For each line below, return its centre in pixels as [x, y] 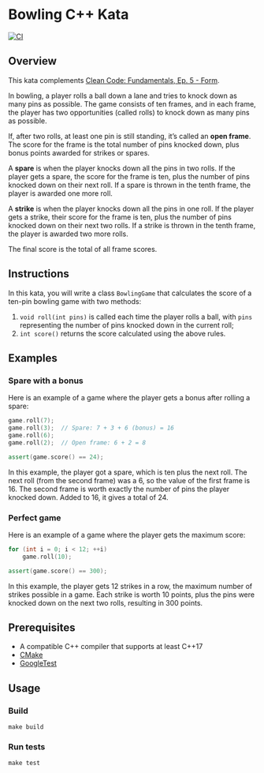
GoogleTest [38, 663]
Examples [33, 358]
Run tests [27, 746]
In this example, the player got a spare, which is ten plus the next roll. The [128, 472]
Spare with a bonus [46, 381]
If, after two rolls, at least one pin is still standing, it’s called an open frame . [130, 136]
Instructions [39, 274]
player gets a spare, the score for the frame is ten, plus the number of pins [129, 176]
